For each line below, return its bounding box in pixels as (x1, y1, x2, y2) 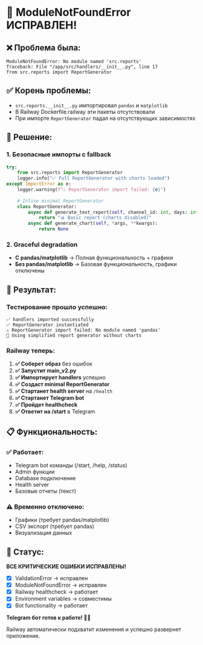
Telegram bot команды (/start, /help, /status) (14, 461, 128, 469)
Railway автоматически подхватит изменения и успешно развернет (6, 626, 181, 633)
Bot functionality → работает (14, 602, 88, 609)
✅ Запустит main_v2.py (14, 367, 77, 375)
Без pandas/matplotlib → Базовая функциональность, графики (14, 261, 177, 268)
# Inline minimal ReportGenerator (17, 198, 104, 204)
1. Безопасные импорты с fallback (6, 150, 112, 159)
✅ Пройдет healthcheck (14, 401, 78, 409)
